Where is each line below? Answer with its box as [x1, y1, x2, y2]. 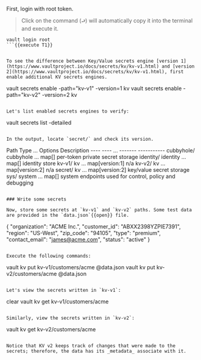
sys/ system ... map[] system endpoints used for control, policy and [6, 173, 175, 180]
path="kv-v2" [6, 91, 41, 98]
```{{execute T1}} [6, 42, 53, 48]
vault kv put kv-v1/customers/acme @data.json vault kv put [6, 264, 155, 270]
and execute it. [21, 25, 59, 32]
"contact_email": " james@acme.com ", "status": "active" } [6, 236, 150, 243]
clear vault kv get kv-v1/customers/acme [6, 298, 109, 305]
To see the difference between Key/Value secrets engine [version [6, 58, 178, 64]
